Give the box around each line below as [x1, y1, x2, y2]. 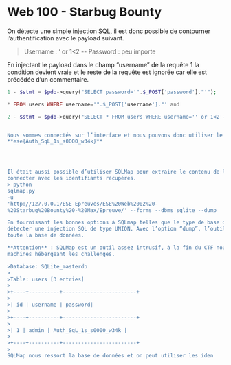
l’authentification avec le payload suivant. [7, 34, 124, 42]
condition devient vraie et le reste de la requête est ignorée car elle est [7, 68, 208, 76]
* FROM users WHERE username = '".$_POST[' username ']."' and [7, 101, 180, 108]
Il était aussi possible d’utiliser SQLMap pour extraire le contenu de [7, 169, 220, 176]
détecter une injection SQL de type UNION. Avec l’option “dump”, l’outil [7, 226, 226, 233]
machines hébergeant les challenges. [7, 250, 115, 257]
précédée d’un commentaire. [7, 75, 89, 83]
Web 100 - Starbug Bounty [7, 4, 162, 20]
